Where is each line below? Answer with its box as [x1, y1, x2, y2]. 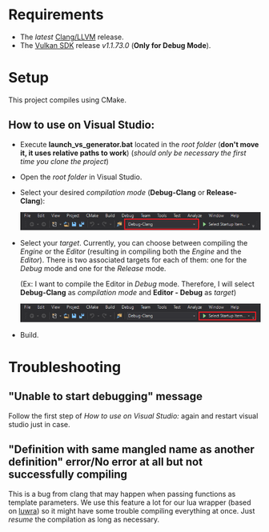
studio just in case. [8, 419, 70, 429]
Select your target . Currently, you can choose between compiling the [19, 238, 248, 247]
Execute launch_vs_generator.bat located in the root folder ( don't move [19, 139, 259, 149]
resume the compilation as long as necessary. [8, 514, 160, 524]
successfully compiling [8, 468, 128, 482]
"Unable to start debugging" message [8, 390, 203, 403]
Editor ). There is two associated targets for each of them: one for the [19, 254, 247, 265]
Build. [19, 330, 39, 339]
